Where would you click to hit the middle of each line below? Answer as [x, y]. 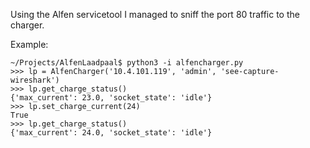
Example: [29, 44]
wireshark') [35, 80]
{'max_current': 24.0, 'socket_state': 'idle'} [111, 133]
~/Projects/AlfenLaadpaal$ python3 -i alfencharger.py [127, 63]
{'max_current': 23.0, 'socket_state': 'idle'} [111, 98]
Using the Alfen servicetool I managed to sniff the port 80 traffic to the [155, 14]
